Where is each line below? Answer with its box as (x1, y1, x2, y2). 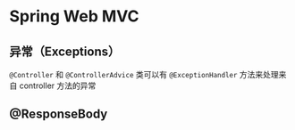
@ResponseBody (9, 107, 108, 122)
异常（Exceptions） (9, 44, 121, 59)
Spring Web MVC (9, 6, 140, 27)
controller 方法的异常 (19, 80, 97, 91)
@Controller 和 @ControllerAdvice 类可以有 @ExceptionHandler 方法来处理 (9, 69, 279, 79)
